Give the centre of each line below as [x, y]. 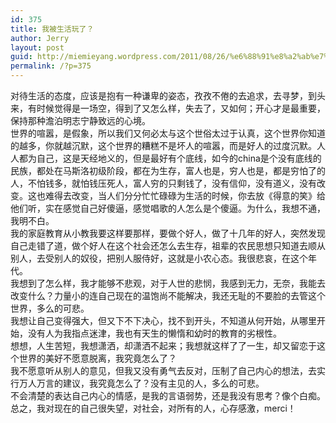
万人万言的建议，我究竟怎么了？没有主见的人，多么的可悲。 [141, 383]
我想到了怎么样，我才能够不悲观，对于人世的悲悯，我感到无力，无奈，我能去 [168, 283]
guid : [21, 57]
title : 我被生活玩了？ [52, 29]
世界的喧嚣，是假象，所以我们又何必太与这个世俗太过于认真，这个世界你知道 [168, 133]
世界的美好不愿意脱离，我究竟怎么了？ [97, 358]
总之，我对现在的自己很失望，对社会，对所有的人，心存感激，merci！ [153, 408]
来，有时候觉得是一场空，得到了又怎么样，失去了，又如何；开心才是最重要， [168, 108]
